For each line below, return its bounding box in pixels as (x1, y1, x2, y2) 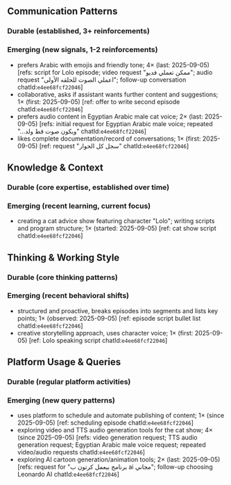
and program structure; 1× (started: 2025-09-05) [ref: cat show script (17, 224, 216, 233)
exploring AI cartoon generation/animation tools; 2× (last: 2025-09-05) (17, 455, 221, 464)
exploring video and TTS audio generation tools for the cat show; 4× (17, 426, 214, 434)
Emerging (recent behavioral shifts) (7, 291, 130, 301)
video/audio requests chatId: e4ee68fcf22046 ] (17, 448, 146, 457)
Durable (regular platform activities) (7, 377, 131, 387)
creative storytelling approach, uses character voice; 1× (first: (17, 328, 194, 337)
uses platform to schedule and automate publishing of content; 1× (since (17, 412, 225, 420)
